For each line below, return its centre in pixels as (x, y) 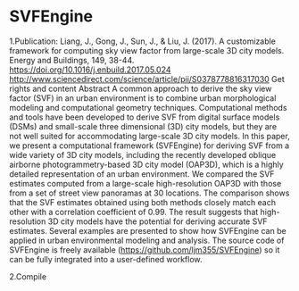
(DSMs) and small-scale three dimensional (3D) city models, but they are (143, 126)
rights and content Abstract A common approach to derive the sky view (141, 88)
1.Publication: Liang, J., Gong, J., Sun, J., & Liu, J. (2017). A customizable (143, 41)
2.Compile (28, 276)
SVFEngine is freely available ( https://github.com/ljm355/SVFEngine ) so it (145, 249)
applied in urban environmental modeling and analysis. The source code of (147, 240)
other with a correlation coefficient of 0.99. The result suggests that (134, 212)
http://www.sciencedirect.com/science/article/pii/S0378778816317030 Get (147, 79)
